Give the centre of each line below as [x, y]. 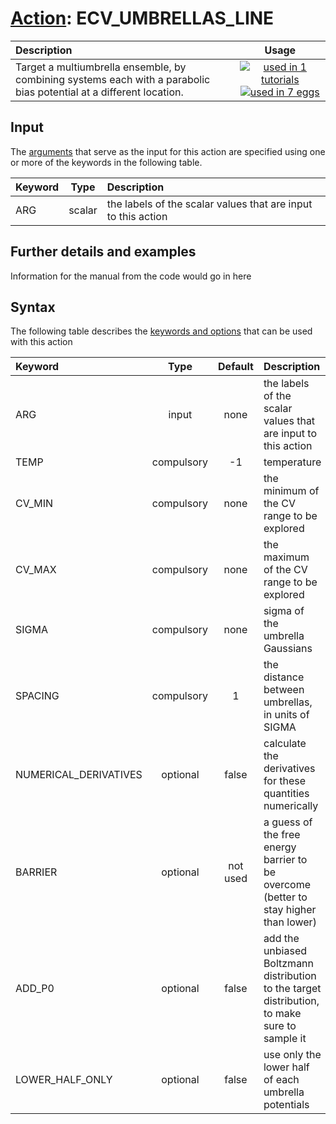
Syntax [33, 307]
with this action [41, 342]
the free [282, 835]
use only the [292, 1055]
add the [281, 939]
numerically [291, 806]
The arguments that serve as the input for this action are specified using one [168, 151]
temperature [292, 462]
